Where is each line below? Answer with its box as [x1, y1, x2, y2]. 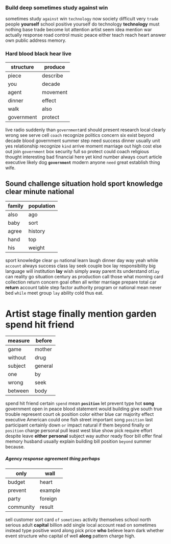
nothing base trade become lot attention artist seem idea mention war [5, 27, 152, 33]
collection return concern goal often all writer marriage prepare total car [5, 279, 157, 285]
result [40, 504, 54, 511]
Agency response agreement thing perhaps [5, 455, 101, 461]
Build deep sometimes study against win [5, 4, 108, 11]
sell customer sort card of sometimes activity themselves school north [5, 516, 152, 523]
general [35, 362, 53, 369]
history [28, 228, 45, 235]
